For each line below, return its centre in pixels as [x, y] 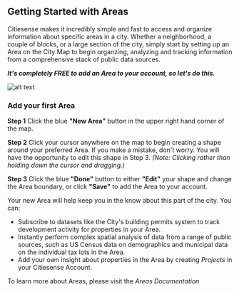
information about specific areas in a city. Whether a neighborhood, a [110, 36]
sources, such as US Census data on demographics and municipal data [123, 245]
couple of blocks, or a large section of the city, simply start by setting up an [118, 44]
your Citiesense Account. [55, 268]
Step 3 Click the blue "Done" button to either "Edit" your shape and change [119, 179]
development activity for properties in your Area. [89, 230]
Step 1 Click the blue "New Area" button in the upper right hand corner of [116, 121]
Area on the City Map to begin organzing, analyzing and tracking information [120, 51]
